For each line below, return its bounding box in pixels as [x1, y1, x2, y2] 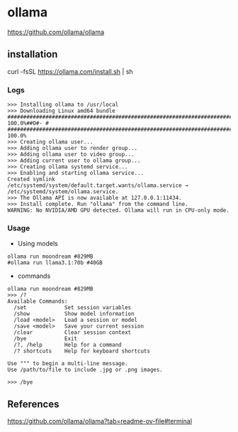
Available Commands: [7, 298, 69, 306]
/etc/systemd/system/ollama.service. [7, 188, 119, 195]
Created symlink [7, 175, 55, 183]
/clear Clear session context [13, 329, 132, 336]
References [7, 398, 59, 410]
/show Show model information [13, 310, 135, 318]
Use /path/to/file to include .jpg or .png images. [7, 367, 163, 374]
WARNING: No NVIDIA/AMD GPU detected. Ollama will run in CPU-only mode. [7, 207, 230, 214]
